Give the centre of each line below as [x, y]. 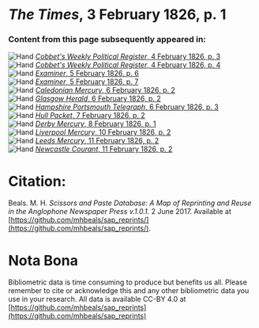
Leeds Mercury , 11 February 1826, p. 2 [97, 141]
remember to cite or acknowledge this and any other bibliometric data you [129, 291]
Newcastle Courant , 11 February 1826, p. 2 [104, 149]
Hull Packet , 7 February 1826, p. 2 [90, 116]
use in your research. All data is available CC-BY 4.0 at [97, 299]
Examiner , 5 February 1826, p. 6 [87, 74]
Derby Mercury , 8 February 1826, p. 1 [96, 124]
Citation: [37, 181]
